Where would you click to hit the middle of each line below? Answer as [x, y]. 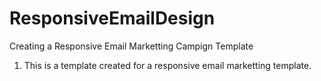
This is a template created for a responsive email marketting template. [167, 65]
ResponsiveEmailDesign [112, 18]
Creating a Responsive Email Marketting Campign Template [131, 46]
